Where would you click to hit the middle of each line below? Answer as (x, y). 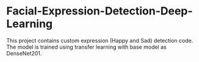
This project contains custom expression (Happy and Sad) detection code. (100, 40)
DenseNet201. (24, 53)
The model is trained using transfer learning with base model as (86, 47)
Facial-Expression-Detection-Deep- (100, 11)
